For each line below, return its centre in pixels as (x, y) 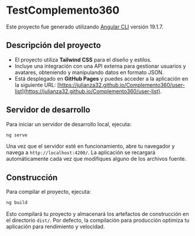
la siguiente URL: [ (37, 85)
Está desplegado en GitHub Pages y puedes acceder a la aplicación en (101, 78)
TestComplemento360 (63, 10)
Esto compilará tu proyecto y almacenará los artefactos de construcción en (97, 214)
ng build (17, 203)
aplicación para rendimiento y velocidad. (56, 227)
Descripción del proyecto (54, 45)
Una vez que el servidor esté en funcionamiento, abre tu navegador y (91, 146)
